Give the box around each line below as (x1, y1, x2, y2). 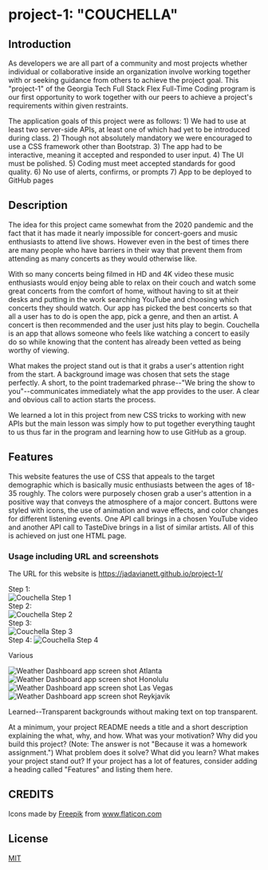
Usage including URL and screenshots (8, 550, 160, 561)
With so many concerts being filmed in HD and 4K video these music (8, 269, 235, 278)
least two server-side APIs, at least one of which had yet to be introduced (8, 125, 250, 134)
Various (8, 650, 33, 659)
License (8, 832, 49, 846)
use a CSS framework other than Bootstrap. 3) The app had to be (8, 142, 223, 151)
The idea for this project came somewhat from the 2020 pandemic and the (8, 219, 254, 229)
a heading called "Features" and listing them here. (8, 764, 173, 774)
